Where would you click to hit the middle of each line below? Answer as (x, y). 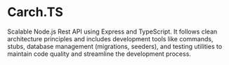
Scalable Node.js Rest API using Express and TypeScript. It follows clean (112, 31)
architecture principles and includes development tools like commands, (110, 38)
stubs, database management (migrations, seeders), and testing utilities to (115, 46)
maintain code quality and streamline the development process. (99, 54)
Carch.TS (35, 12)
